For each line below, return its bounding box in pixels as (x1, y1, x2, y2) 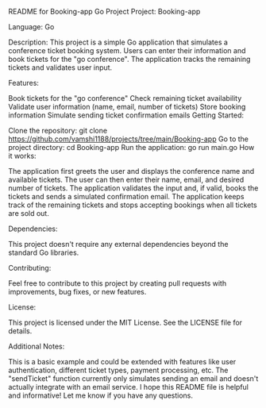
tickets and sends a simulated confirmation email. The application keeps (8, 192, 245, 201)
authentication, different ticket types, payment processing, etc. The (8, 365, 229, 375)
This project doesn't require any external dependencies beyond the (8, 240, 229, 248)
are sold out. (8, 209, 49, 217)
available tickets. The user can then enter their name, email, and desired (8, 175, 245, 184)
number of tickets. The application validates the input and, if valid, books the (8, 183, 259, 193)
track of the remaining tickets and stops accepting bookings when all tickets (8, 200, 258, 210)
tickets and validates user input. (8, 63, 113, 72)
